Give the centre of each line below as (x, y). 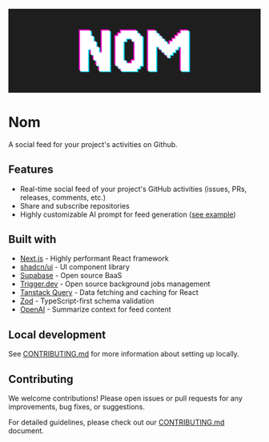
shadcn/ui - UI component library (75, 267)
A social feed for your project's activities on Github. (93, 144)
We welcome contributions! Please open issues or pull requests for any (125, 398)
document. (26, 431)
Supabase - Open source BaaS (71, 276)
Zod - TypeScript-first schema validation (87, 301)
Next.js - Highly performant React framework (94, 259)
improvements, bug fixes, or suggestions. (77, 407)
